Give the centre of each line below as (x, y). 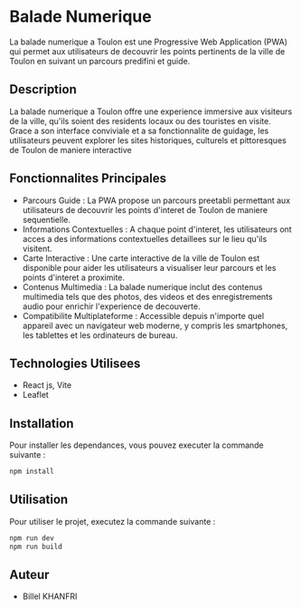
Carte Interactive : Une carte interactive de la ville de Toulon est (141, 258)
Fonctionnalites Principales (88, 179)
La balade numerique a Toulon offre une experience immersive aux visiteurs (151, 111)
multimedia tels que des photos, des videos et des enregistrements (147, 296)
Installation (42, 423)
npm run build (36, 546)
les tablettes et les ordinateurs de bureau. (100, 335)
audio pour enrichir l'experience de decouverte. (111, 306)
